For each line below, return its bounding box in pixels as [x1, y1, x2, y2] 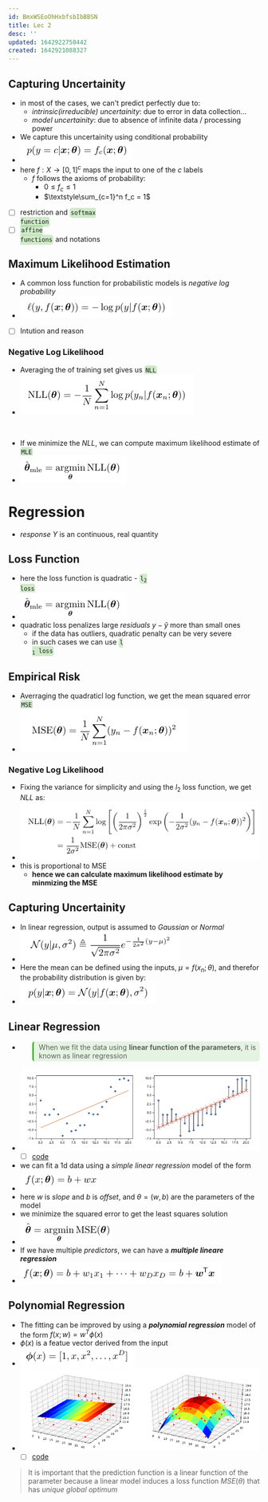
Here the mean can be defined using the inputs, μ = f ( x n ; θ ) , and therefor [19, 962, 259, 974]
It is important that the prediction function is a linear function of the [27, 1468, 249, 1477]
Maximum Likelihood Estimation [8, 257, 171, 270]
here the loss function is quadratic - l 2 [19, 574, 148, 584]
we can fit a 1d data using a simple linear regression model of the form [19, 1161, 251, 1170]
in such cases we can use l [31, 637, 124, 646]
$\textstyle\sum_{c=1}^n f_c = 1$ [43, 192, 151, 202]
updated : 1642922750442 [8, 38, 88, 46]
